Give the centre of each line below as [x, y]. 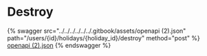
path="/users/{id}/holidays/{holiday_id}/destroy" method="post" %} [104, 38]
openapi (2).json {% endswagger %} [59, 45]
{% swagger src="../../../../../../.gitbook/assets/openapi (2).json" [97, 31]
